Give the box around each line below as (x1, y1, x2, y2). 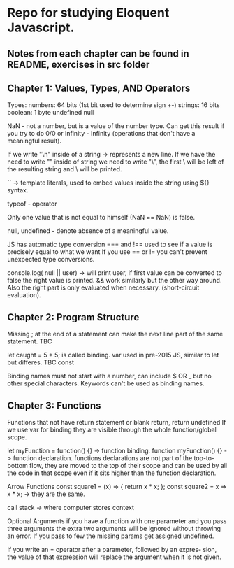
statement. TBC (7, 337, 52, 346)
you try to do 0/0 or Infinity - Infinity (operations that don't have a (7, 129, 196, 138)
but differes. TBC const (7, 358, 75, 367)
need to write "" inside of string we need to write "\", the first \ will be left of (7, 157, 224, 166)
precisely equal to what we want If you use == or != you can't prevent (7, 248, 207, 256)
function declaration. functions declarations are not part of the (13, 454, 193, 462)
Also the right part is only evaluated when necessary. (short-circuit (7, 283, 200, 292)
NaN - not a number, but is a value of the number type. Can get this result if (7, 122, 225, 130)
